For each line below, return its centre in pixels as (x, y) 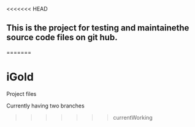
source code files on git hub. (62, 38)
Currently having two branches (45, 106)
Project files (21, 93)
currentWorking (133, 117)
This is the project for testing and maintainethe (98, 28)
